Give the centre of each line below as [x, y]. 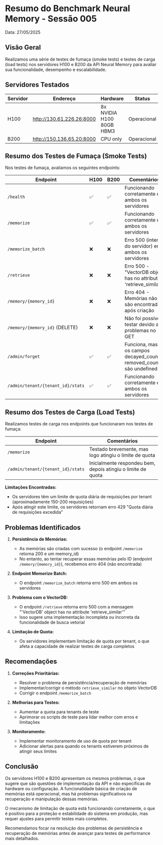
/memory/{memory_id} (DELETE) [43, 327]
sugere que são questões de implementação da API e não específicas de [78, 783]
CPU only [111, 139]
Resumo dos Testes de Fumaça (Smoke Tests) [76, 156]
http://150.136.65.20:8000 [64, 139]
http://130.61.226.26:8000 [64, 118]
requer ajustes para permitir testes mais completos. [57, 818]
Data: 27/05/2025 [23, 32]
